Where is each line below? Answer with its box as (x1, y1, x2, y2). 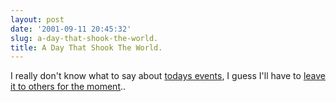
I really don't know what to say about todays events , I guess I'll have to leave (10, 70, 326, 82)
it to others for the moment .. (10, 81, 127, 93)
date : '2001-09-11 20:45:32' (10, 24, 132, 34)
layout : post (10, 14, 65, 25)
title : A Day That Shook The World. (10, 42, 163, 53)
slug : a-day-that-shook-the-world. (10, 33, 159, 43)
